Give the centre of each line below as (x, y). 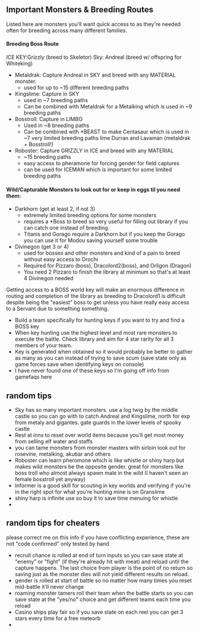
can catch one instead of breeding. (67, 228)
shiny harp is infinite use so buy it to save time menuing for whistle (96, 498)
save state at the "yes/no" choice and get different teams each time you (103, 599)
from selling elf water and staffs (54, 442)
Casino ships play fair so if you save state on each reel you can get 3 (99, 612)
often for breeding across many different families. (67, 30)
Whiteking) (20, 63)
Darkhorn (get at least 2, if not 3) (55, 209)
